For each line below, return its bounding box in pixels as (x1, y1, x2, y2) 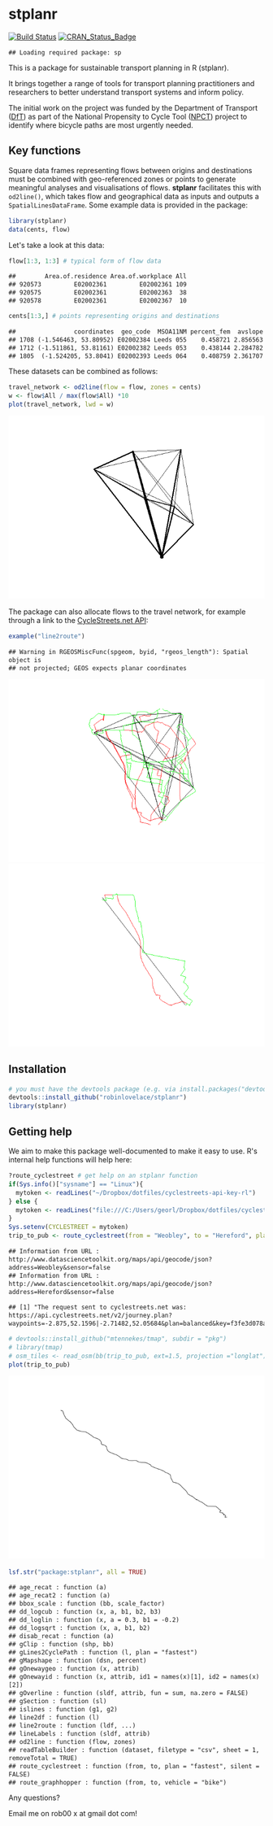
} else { (8, 1197, 38, 1205)
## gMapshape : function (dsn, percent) (8, 1657, 148, 1665)
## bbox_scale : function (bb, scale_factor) (8, 1600, 165, 1608)
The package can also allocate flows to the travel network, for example (8, 607, 246, 617)
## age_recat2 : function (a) (8, 1592, 111, 1600)
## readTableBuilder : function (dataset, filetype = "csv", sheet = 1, (8, 1746, 260, 1754)
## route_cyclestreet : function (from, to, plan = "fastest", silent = (8, 1763, 260, 1771)
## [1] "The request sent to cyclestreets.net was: (8, 1303, 187, 1311)
